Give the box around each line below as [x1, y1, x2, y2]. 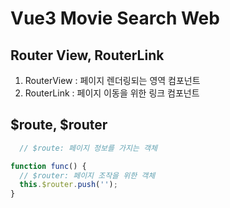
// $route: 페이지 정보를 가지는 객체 [19, 143, 158, 153]
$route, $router [10, 117, 108, 134]
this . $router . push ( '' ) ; [19, 180, 118, 190]
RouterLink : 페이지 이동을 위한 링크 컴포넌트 [24, 87, 200, 99]
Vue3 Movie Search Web [10, 7, 220, 30]
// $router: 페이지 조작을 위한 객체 [19, 170, 156, 181]
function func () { [10, 161, 87, 171]
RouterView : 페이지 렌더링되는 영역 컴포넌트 [24, 75, 201, 86]
